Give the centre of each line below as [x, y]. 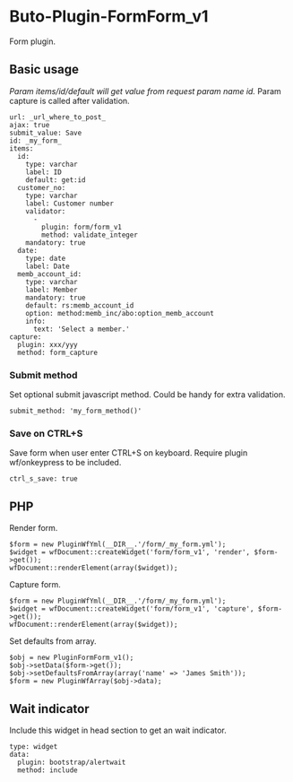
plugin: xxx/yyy [47, 344]
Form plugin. [33, 41]
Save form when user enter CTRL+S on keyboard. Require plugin [129, 453]
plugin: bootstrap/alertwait [72, 762]
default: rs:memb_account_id [80, 305]
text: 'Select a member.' [81, 329]
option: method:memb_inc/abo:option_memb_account [120, 313]
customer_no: [42, 187]
